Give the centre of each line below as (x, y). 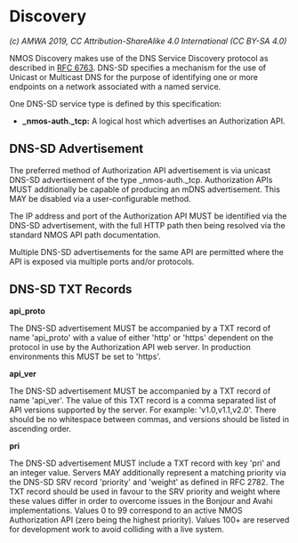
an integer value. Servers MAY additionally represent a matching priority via (148, 472)
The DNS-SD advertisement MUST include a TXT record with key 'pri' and (145, 463)
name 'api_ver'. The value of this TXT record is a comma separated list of (143, 400)
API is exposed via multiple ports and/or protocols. (102, 261)
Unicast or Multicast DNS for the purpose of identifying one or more (134, 76)
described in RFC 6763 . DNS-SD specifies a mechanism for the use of (138, 68)
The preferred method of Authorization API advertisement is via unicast (140, 170)
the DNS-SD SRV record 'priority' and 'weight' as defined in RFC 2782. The (147, 482)
